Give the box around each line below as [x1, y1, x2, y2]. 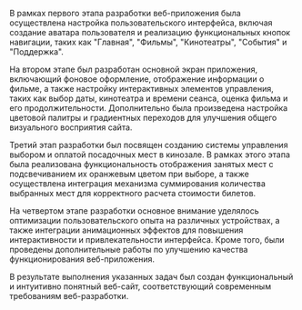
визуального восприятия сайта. [9, 122, 133, 133]
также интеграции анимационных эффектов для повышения [9, 225, 244, 235]
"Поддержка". [9, 46, 64, 57]
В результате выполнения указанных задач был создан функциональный [9, 272, 294, 282]
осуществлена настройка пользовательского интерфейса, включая [9, 17, 273, 28]
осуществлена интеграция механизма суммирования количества [9, 178, 267, 189]
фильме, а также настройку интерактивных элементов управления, [9, 84, 275, 94]
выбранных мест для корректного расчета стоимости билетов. [9, 188, 257, 198]
